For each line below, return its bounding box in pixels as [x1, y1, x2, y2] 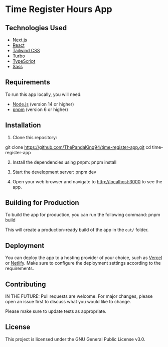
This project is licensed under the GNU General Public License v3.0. [5, 336, 145, 342]
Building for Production [5, 198, 79, 207]
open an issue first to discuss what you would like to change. [5, 299, 131, 305]
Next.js [12, 37, 28, 43]
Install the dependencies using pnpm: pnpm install [12, 159, 117, 165]
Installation [5, 121, 41, 130]
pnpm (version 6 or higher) [12, 106, 69, 112]
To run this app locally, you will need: [5, 91, 82, 97]
